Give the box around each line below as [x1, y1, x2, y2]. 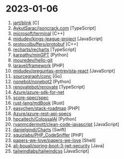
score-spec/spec [13, 94, 49, 101]
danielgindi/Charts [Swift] [13, 126, 66, 132]
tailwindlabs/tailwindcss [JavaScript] [13, 148, 89, 154]
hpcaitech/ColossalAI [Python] [13, 116, 77, 122]
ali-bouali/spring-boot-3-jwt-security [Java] [13, 142, 104, 148]
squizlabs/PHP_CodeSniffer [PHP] [13, 132, 83, 138]
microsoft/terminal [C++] [13, 30, 65, 36]
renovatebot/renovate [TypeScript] [13, 84, 85, 90]
